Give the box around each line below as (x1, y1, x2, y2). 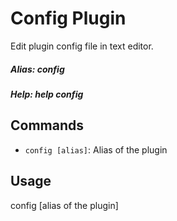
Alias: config (10, 63, 65, 75)
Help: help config (10, 88, 84, 100)
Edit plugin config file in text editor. (10, 40, 154, 52)
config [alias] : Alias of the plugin (24, 143, 168, 156)
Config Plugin (10, 7, 127, 30)
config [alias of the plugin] (10, 199, 119, 211)
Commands (10, 117, 85, 134)
